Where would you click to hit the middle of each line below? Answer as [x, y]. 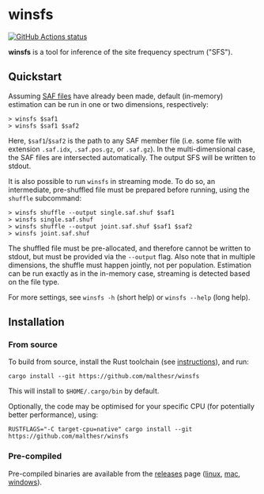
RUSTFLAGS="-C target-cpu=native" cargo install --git [100, 430]
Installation [36, 322]
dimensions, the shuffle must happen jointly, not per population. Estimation [130, 265]
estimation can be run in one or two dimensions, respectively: [109, 104]
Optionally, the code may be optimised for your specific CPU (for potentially [132, 407]
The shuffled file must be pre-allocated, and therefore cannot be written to [130, 248]
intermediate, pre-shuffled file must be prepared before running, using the [129, 190]
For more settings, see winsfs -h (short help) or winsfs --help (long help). [129, 297]
